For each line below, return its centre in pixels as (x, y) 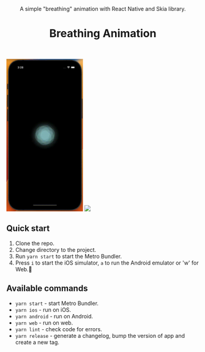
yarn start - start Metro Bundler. (57, 303)
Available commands (47, 289)
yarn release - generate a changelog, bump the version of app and (100, 335)
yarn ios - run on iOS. (43, 310)
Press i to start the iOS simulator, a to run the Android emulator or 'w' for (107, 263)
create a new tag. (37, 342)
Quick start (28, 229)
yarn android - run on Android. (54, 316)
